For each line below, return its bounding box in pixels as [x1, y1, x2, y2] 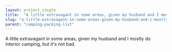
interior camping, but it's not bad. [5, 41, 76, 47]
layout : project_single [5, 7, 56, 13]
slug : [5, 17, 17, 22]
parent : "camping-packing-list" [5, 21, 74, 27]
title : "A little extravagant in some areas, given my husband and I [5, 12, 159, 17]
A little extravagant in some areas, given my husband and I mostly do [5, 36, 151, 42]
